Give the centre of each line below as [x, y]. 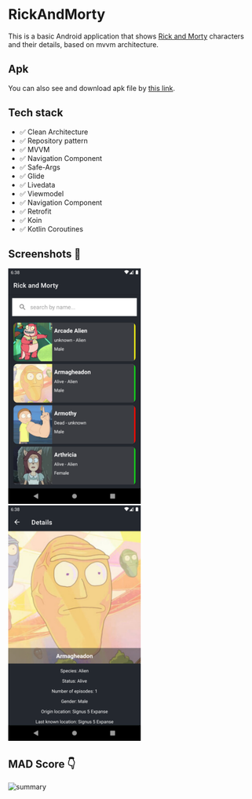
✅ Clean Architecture [54, 132]
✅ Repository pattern [53, 140]
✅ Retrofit [35, 211]
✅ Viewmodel [42, 193]
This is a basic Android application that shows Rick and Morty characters [126, 36]
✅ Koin [31, 220]
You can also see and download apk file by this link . [91, 88]
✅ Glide [32, 176]
